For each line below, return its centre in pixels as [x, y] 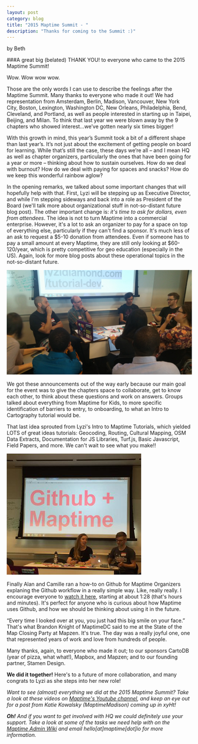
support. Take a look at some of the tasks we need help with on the [88, 722]
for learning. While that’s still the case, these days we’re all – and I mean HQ [98, 151]
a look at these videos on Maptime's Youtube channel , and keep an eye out [98, 698]
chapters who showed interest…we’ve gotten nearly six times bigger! [90, 127]
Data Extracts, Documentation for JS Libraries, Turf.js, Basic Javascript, [93, 439]
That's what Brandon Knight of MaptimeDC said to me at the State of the [95, 626]
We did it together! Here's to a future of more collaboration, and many [92, 675]
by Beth [16, 49]
